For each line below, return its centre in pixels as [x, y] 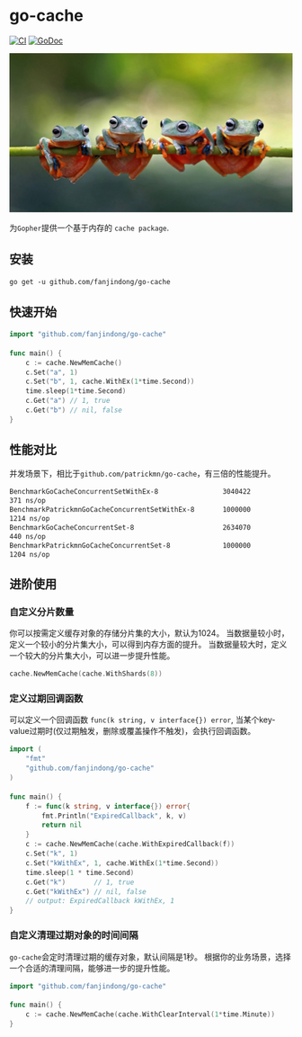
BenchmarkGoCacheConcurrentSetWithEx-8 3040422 [130, 491]
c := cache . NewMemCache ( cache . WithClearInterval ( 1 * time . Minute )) [151, 1015]
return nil [62, 825]
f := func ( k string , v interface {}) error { [108, 806]
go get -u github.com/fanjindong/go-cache [90, 282]
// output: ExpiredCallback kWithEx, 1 [100, 901]
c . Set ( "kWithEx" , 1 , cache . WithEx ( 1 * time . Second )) [122, 863]
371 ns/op [28, 500]
